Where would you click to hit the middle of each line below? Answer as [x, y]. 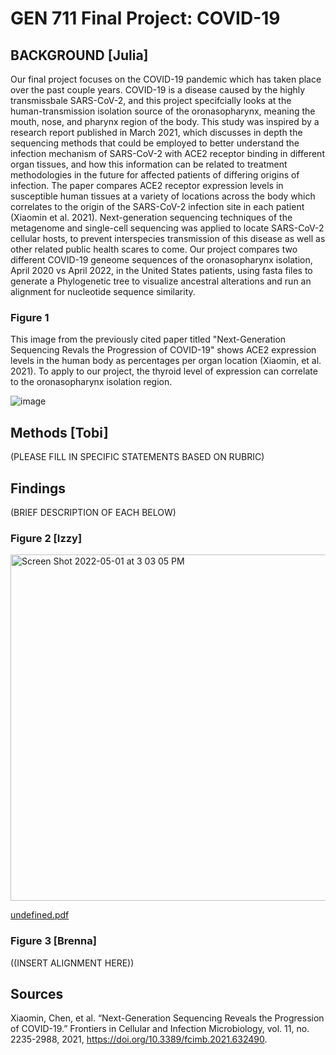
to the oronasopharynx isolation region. [91, 382]
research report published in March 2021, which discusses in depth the [156, 132]
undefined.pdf [40, 915]
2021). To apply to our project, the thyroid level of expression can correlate [164, 371]
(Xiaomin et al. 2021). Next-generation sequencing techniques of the [151, 217]
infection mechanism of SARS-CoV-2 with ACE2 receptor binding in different [167, 153]
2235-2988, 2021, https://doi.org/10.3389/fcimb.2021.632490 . [139, 1039]
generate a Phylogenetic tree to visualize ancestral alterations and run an [161, 281]
